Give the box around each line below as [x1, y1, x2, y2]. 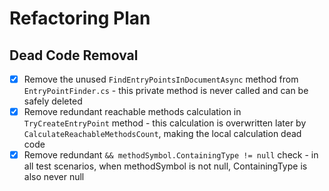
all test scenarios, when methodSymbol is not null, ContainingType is [23, 160, 308, 172]
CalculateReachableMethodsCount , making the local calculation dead [23, 128, 302, 140]
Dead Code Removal [9, 47, 139, 64]
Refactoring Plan [9, 7, 151, 30]
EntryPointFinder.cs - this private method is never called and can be [23, 85, 309, 97]
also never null [23, 171, 85, 183]
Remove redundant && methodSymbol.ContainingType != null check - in [23, 149, 319, 161]
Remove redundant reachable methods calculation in [23, 106, 242, 118]
